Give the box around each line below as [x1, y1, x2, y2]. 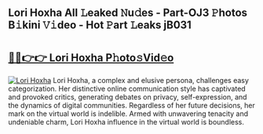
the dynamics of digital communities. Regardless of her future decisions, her [8, 101, 255, 110]
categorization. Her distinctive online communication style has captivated [8, 84, 246, 93]
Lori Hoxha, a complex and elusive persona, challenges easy [53, 76, 250, 85]
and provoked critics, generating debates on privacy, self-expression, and [8, 92, 247, 101]
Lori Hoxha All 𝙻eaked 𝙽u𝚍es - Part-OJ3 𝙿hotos [8, 6, 248, 20]
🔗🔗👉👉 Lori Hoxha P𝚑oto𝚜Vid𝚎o [8, 51, 174, 64]
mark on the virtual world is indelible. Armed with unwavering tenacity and [8, 109, 249, 118]
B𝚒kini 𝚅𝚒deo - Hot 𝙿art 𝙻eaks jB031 [8, 19, 192, 32]
